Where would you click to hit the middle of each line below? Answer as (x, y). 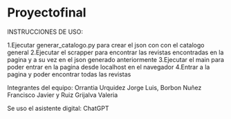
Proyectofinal (47, 13)
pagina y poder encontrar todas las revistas (69, 74)
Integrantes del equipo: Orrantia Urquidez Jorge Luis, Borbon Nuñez (104, 87)
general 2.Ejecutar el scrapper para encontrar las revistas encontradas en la (115, 52)
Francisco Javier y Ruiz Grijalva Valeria (63, 95)
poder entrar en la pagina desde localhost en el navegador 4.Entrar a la (109, 67)
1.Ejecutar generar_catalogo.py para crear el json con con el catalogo (106, 45)
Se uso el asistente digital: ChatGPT (58, 108)
